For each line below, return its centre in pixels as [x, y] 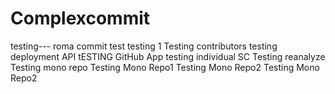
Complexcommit [80, 18]
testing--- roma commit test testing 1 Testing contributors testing [144, 46]
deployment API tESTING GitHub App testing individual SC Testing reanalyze [168, 56]
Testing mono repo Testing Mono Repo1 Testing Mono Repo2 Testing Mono [165, 67]
